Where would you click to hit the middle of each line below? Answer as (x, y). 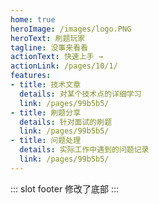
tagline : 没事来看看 (49, 47)
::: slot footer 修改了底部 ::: (65, 188)
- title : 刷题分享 (46, 112)
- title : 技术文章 (46, 85)
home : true (33, 19)
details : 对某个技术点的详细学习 (80, 94)
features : (31, 76)
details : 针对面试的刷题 (66, 122)
